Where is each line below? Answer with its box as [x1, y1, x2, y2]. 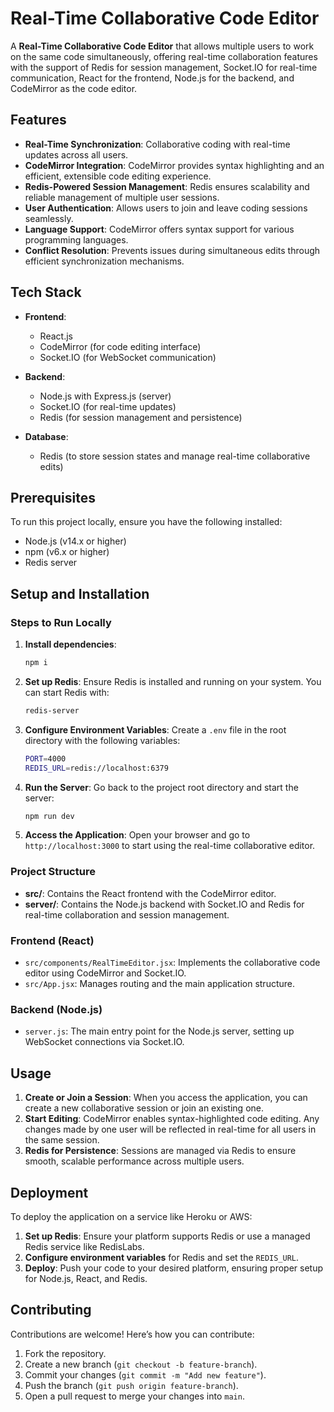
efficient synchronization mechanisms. [24, 255, 185, 267]
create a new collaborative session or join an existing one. [24, 1102, 264, 1114]
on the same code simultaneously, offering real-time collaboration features [10, 50, 318, 62]
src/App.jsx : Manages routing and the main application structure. [24, 978, 296, 990]
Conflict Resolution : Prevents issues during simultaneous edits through [24, 244, 321, 256]
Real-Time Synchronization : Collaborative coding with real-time [24, 138, 291, 150]
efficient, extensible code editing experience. [24, 170, 212, 182]
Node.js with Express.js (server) [39, 390, 172, 402]
